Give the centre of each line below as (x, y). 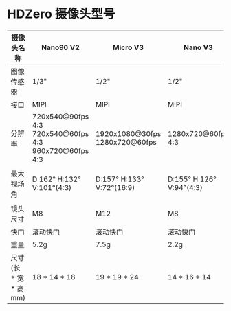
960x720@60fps (60, 150)
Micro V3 (129, 47)
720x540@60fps (60, 133)
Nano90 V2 (60, 47)
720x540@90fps (60, 116)
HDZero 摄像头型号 (61, 14)
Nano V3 (198, 47)
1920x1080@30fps (128, 133)
